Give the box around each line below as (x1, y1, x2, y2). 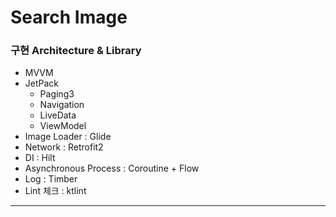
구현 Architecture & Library (10, 44, 142, 58)
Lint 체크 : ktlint (24, 185, 87, 197)
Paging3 (39, 88, 75, 100)
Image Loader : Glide (24, 131, 112, 143)
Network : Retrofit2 (24, 141, 104, 153)
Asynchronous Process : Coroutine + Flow (24, 162, 200, 175)
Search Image (10, 6, 128, 29)
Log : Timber (24, 173, 78, 185)
